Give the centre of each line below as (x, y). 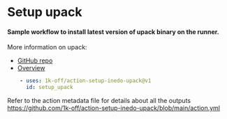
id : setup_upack (49, 88)
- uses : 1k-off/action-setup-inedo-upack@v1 (86, 81)
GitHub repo (35, 61)
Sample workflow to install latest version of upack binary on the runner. (113, 31)
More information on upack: (47, 47)
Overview (31, 68)
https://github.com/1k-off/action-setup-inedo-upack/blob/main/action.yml (114, 108)
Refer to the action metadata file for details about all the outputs (99, 101)
